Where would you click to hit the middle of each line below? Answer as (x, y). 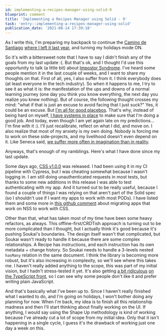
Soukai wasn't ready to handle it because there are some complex (73, 240)
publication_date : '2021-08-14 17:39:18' (49, 28)
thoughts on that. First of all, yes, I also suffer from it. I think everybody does (83, 79)
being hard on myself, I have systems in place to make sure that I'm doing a (82, 115)
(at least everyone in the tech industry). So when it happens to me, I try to (80, 84)
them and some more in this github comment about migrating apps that (78, 203)
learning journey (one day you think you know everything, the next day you (82, 94)
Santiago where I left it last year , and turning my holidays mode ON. (74, 48)
